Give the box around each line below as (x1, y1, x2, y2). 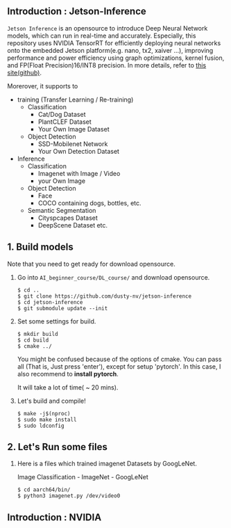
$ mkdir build (17, 330, 58, 337)
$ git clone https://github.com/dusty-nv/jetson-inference (17, 292, 192, 300)
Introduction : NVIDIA (7, 511, 102, 523)
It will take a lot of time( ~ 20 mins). (17, 383, 119, 392)
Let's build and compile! (17, 397, 86, 405)
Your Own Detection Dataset (37, 147, 120, 155)
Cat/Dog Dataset (37, 110, 86, 118)
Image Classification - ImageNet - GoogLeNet (17, 473, 148, 481)
